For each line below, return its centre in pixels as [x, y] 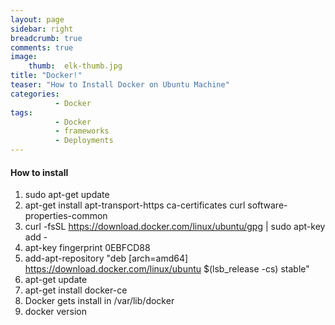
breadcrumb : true [46, 38]
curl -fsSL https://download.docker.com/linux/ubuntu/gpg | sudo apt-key [175, 227]
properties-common [66, 216]
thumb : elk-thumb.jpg [75, 66]
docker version [55, 312]
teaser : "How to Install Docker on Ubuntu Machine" [120, 85]
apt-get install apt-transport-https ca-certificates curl [135, 205]
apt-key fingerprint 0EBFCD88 [87, 248]
